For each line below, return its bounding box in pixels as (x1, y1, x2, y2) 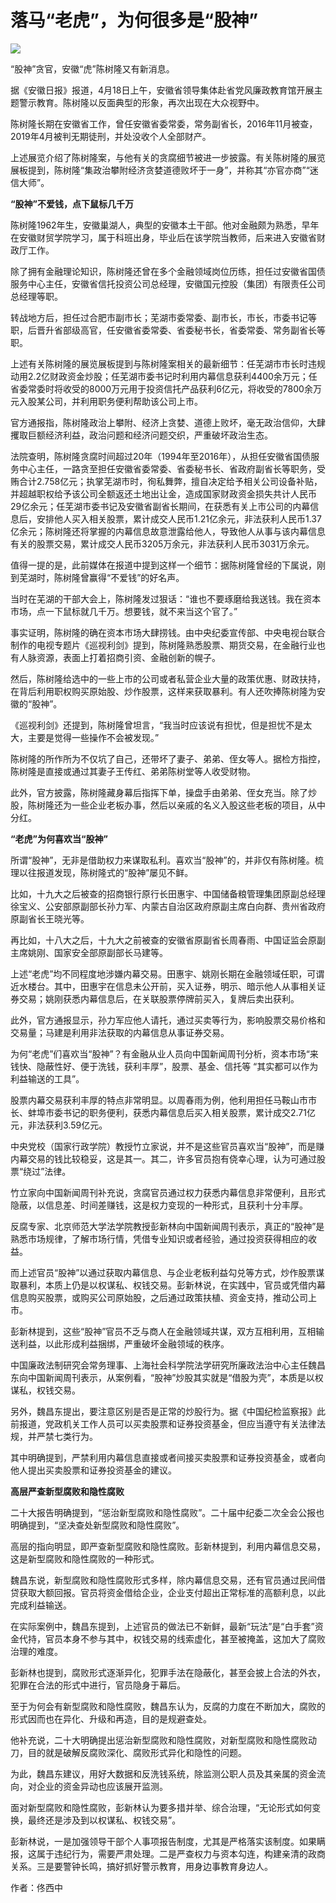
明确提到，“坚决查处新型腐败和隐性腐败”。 (10, 1519, 185, 1531)
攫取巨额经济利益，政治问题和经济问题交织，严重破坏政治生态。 (10, 429, 273, 441)
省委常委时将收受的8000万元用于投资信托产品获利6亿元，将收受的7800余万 (10, 382, 322, 395)
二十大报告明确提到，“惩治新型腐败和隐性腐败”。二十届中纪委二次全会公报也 (10, 1506, 325, 1518)
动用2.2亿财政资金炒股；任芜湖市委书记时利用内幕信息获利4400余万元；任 (10, 370, 318, 382)
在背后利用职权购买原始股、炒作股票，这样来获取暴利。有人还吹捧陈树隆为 (10, 685, 317, 697)
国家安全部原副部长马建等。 (53, 946, 168, 958)
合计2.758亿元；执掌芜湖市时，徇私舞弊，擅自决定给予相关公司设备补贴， (18, 475, 323, 487)
